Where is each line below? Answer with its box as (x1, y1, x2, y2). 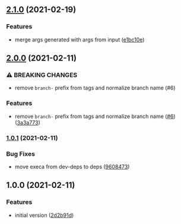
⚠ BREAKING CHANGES (6, 71, 78, 79)
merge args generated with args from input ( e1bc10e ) (14, 36, 145, 43)
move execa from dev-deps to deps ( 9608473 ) (14, 163, 130, 170)
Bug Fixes (6, 149, 36, 158)
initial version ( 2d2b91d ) (14, 212, 74, 219)
